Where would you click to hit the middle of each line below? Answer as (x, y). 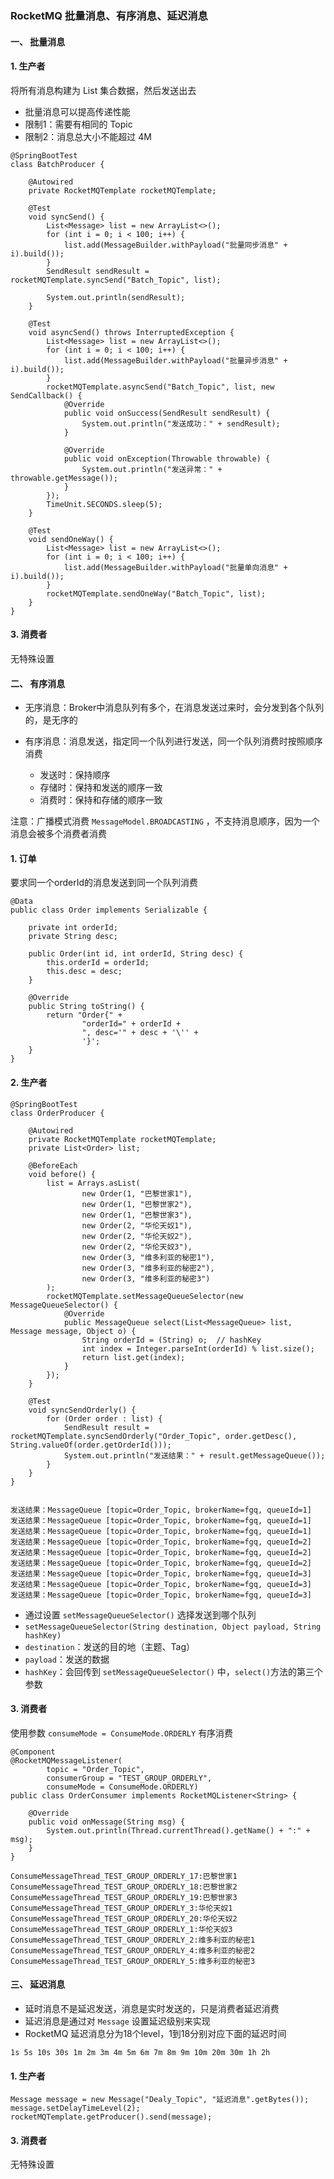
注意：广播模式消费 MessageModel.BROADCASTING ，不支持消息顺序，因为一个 (165, 821)
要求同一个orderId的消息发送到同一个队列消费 (104, 883)
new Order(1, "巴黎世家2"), (137, 1204)
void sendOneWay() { (71, 539)
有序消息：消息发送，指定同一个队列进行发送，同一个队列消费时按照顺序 (173, 741)
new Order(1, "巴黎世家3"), (137, 1215)
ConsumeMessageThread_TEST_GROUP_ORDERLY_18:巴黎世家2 (124, 1887)
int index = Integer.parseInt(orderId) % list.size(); (198, 1348)
